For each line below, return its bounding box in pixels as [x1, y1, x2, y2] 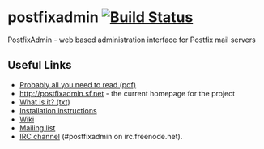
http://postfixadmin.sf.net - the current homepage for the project [19, 88, 236, 98]
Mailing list [19, 122, 56, 133]
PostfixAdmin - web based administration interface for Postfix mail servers [7, 35, 256, 45]
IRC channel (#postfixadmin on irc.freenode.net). [19, 131, 183, 141]
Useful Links [7, 58, 72, 72]
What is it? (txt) [19, 97, 70, 107]
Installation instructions [19, 105, 98, 115]
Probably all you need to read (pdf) [19, 79, 137, 89]
